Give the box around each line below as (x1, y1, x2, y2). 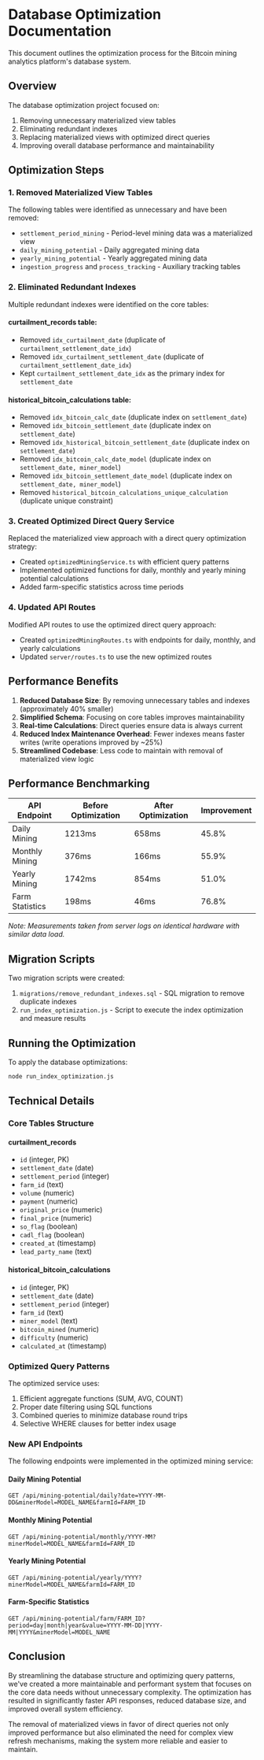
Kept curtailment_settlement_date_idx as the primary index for (19, 368, 225, 378)
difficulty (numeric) (19, 1333, 89, 1342)
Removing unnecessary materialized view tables (19, 116, 177, 125)
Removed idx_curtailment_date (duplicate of (19, 335, 166, 344)
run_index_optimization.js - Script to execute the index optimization (19, 1005, 244, 1015)
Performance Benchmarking (8, 777, 151, 790)
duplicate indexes (19, 997, 77, 1007)
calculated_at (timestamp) (19, 1340, 107, 1351)
